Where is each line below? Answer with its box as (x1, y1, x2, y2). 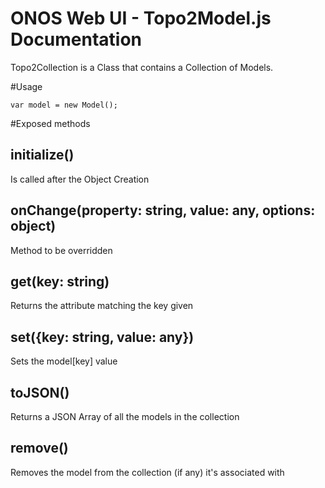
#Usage (10, 80, 43, 92)
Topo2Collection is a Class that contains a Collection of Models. (10, 61, 274, 73)
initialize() (10, 147, 75, 164)
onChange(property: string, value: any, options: (10, 202, 316, 219)
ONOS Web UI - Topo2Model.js (10, 7, 272, 30)
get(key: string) (10, 273, 110, 290)
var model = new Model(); (10, 100, 118, 110)
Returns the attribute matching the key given (10, 300, 194, 312)
